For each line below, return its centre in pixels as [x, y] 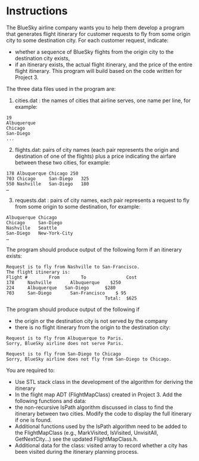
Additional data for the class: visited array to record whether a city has [101, 445]
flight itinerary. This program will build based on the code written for [98, 71]
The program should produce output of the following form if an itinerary [94, 249]
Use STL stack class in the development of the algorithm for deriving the [104, 381]
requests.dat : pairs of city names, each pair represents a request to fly [102, 200]
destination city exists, [42, 58]
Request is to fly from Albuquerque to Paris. [65, 338]
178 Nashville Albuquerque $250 [63, 282]
